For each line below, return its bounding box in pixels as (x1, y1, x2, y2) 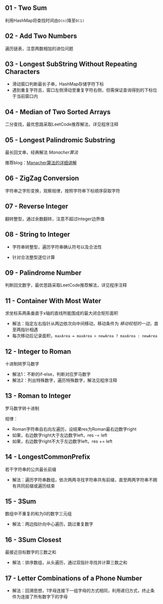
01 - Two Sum (5, 4, 47, 12)
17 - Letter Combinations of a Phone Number (5, 574, 143, 583)
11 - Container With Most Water (5, 296, 101, 305)
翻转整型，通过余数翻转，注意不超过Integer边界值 (5, 216, 105, 222)
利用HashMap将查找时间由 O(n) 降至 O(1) (5, 17, 85, 23)
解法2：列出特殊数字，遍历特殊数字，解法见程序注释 (12, 377, 118, 383)
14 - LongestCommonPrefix (5, 453, 91, 461)
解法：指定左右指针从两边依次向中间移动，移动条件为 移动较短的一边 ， (12, 321, 154, 327)
